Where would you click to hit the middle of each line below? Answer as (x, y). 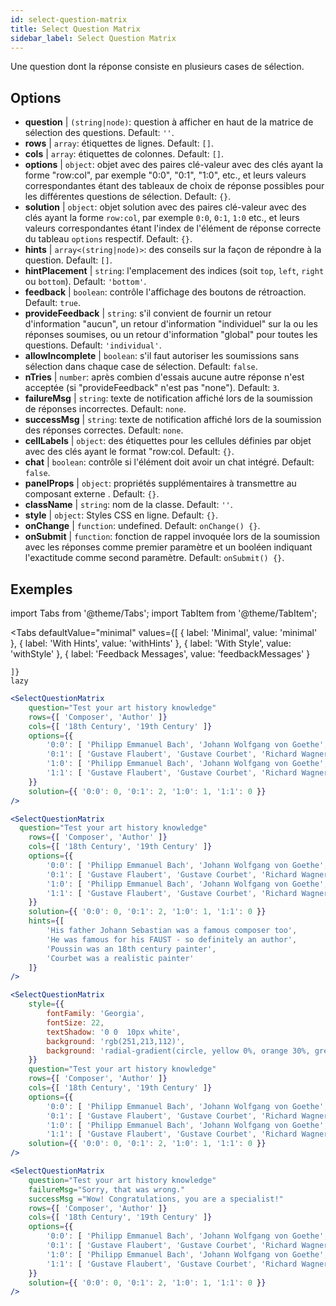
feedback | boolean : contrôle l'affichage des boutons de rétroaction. (165, 292)
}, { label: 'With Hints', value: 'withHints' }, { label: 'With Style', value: (151, 643)
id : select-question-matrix (69, 19)
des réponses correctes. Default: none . (104, 430)
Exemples (41, 589)
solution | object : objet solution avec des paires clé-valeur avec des (165, 207)
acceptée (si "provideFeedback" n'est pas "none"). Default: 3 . (152, 388)
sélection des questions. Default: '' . (99, 133)
